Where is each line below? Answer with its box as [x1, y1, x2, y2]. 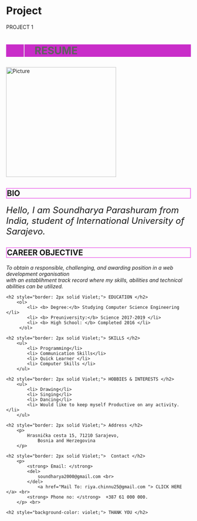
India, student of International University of [6, 215, 185, 226]
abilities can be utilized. [6, 282, 63, 290]
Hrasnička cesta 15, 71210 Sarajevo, [27, 433, 119, 438]
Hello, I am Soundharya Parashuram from [6, 204, 179, 216]
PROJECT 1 [6, 23, 33, 30]
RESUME [34, 44, 78, 57]
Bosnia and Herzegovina [37, 438, 96, 444]
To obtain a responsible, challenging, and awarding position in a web [6, 264, 174, 271]
